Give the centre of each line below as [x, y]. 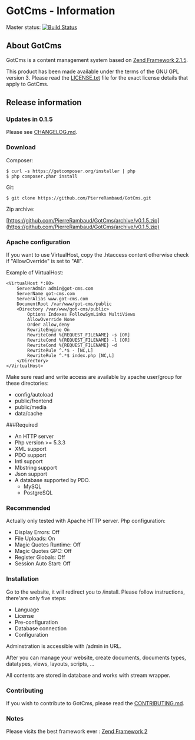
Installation [23, 579]
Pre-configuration [36, 622]
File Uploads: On [35, 539]
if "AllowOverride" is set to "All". [45, 261]
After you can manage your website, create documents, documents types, [96, 657]
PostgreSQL [38, 493]
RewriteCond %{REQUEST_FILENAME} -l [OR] [79, 340]
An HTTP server [34, 436]
